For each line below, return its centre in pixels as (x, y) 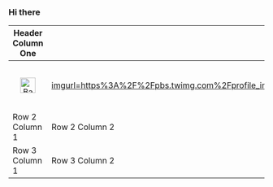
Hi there (24, 12)
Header (28, 33)
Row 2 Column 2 (83, 127)
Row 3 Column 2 (83, 161)
